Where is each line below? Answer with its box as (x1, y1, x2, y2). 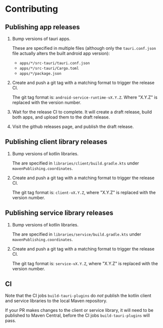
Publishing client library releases (5, 138, 108, 146)
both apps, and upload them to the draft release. (12, 114, 110, 120)
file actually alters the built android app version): (12, 50, 110, 56)
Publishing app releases (5, 23, 80, 31)
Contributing (5, 3, 58, 15)
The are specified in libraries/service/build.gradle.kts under (12, 231, 141, 237)
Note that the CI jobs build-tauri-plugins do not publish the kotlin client (5, 293, 152, 299)
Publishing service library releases (5, 209, 114, 217)
